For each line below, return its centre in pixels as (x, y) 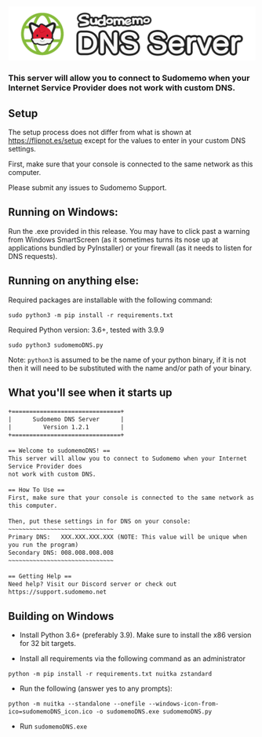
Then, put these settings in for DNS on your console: (100, 522)
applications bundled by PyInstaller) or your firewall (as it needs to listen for (130, 248)
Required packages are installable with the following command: (111, 300)
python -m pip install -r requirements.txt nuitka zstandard (110, 674)
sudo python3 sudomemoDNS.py (56, 345)
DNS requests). (33, 256)
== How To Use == (36, 490)
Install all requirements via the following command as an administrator (132, 659)
